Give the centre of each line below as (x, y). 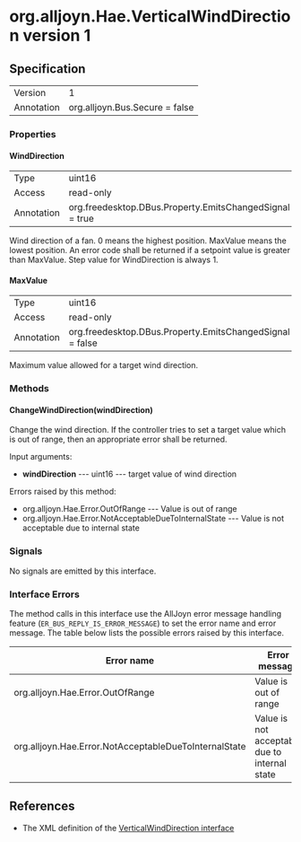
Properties (33, 134)
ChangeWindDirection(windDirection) (82, 409)
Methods (29, 389)
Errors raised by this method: (63, 492)
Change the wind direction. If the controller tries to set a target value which (148, 430)
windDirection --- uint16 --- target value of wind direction (129, 474)
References (42, 807)
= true (81, 219)
